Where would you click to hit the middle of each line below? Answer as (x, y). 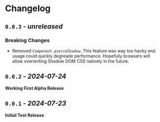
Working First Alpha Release (35, 88)
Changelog (28, 9)
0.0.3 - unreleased (34, 26)
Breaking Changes (28, 40)
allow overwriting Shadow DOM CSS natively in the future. (70, 61)
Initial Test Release (25, 115)
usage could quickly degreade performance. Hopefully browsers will (81, 56)
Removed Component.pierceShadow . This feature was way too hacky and (84, 51)
